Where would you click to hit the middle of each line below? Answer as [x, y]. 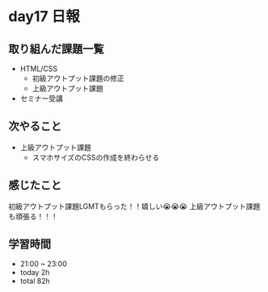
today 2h [35, 273]
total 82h [35, 281]
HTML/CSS [39, 69]
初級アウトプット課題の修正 [78, 78]
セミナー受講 [41, 98]
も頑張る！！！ [33, 216]
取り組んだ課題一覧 [56, 49]
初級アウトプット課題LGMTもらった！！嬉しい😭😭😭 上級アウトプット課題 [134, 206]
